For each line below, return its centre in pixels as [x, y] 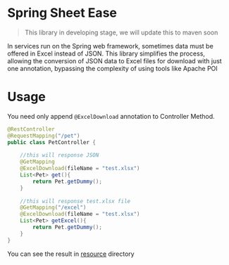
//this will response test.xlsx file [75, 201]
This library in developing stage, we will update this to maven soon [121, 32]
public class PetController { [52, 142]
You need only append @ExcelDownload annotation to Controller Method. [111, 116]
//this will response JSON [60, 155]
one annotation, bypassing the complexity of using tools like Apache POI [113, 68]
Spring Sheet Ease [62, 13]
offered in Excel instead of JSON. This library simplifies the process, [106, 53]
